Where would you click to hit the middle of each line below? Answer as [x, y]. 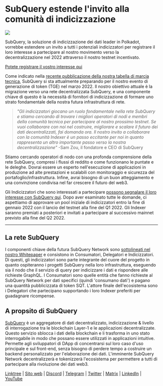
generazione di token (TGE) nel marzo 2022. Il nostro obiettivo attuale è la [79, 86]
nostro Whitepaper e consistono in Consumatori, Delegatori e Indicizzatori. [80, 254]
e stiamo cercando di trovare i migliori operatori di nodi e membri [82, 116]
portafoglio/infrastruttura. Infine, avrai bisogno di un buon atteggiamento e [79, 177]
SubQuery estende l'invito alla [67, 9]
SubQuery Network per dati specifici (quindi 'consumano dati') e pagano [78, 280]
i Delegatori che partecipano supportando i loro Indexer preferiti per [73, 290]
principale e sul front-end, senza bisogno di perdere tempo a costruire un [78, 349]
